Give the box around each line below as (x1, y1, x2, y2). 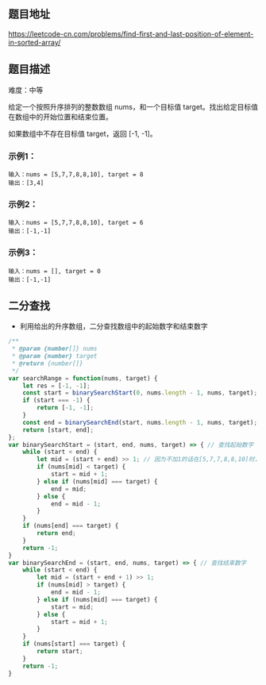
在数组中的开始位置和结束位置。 (8, 112, 113, 121)
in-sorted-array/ (8, 37, 61, 47)
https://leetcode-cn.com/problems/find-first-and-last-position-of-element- (8, 29, 254, 38)
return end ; (37, 529, 77, 537)
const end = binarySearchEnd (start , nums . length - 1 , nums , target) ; (22, 418, 258, 426)
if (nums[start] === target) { (22, 640, 126, 648)
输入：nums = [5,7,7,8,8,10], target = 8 (8, 170, 144, 179)
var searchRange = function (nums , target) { (8, 374, 158, 383)
